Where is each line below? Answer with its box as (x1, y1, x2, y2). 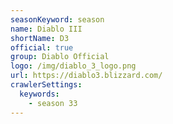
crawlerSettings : (10, 80, 83, 90)
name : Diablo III (10, 24, 83, 34)
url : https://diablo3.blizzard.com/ (10, 71, 163, 81)
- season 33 (28, 98, 78, 108)
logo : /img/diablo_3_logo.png (10, 61, 137, 71)
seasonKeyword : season (10, 14, 105, 25)
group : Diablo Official (10, 52, 110, 62)
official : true (10, 42, 74, 53)
